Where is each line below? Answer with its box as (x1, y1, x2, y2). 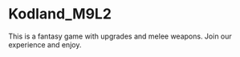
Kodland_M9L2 (8, 5, 112, 23)
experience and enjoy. (8, 39, 82, 49)
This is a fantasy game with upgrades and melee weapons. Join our (8, 31, 233, 41)
